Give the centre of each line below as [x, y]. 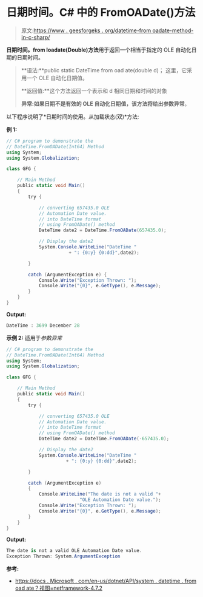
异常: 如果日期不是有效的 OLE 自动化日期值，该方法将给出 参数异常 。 [105, 103]
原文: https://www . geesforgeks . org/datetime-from [86, 30]
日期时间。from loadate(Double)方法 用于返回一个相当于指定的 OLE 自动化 [99, 50]
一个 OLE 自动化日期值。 [57, 78]
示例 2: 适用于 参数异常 [34, 338]
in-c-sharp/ [35, 37]
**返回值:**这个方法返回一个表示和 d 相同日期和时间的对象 [94, 90]
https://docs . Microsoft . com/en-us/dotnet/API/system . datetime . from [106, 581]
